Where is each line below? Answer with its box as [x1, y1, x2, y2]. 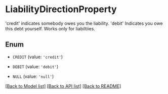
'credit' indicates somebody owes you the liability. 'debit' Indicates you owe [5, 20, 163, 26]
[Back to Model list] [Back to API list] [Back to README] [5, 83, 121, 89]
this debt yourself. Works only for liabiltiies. [5, 25, 95, 31]
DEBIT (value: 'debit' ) [12, 63, 59, 69]
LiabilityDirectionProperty [5, 4, 117, 15]
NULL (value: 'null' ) [12, 73, 54, 79]
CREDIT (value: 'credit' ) [12, 54, 63, 60]
